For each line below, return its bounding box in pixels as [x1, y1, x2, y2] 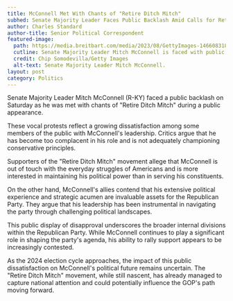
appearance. [7, 108, 44, 117]
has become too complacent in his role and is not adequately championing [7, 137, 221, 145]
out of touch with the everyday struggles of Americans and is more [7, 164, 199, 173]
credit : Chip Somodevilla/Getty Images [13, 55, 129, 62]
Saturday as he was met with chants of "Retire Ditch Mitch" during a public [7, 101, 221, 110]
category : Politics [7, 74, 64, 82]
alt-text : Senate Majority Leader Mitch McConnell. [13, 62, 166, 69]
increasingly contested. [7, 243, 74, 252]
